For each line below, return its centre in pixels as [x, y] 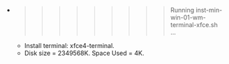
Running [182, 10]
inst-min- [209, 10]
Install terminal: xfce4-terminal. [69, 46]
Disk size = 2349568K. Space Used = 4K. [84, 53]
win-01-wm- [188, 17]
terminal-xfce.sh [194, 25]
